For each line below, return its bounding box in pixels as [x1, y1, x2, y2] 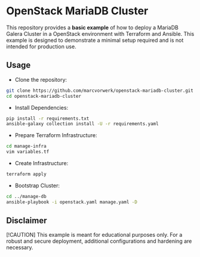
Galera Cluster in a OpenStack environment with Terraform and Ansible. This [6, 30, 195, 37]
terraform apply [6, 171, 47, 177]
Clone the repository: [14, 76, 67, 83]
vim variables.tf [6, 149, 50, 155]
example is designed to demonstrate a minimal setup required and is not [6, 36, 184, 44]
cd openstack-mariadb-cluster [6, 93, 82, 99]
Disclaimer [6, 216, 47, 226]
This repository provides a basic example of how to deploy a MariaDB [6, 24, 179, 31]
